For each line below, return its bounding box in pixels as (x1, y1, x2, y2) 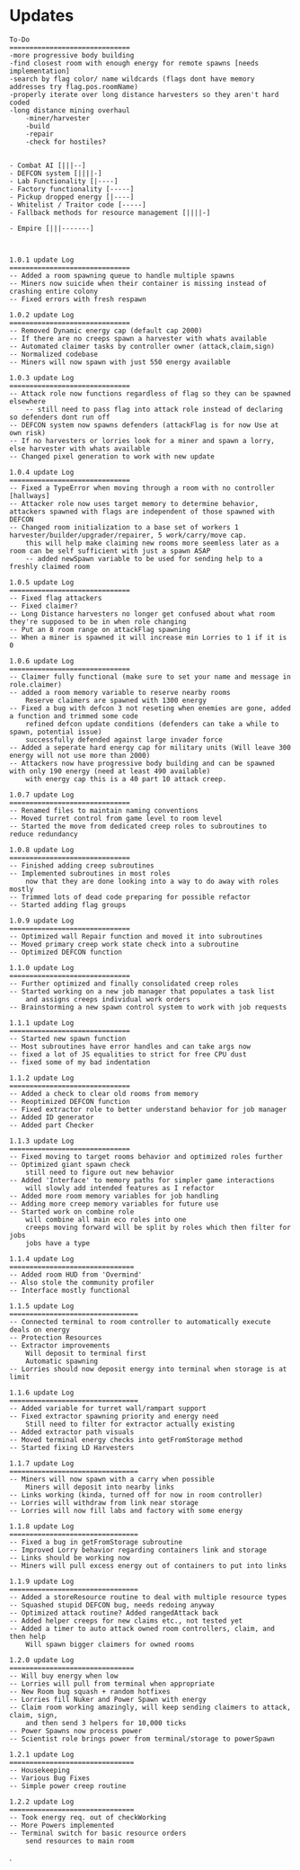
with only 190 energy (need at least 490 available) (9, 766, 211, 776)
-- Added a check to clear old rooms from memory (9, 1089, 199, 1098)
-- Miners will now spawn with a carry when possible (9, 1474, 216, 1483)
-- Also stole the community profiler (9, 1278, 154, 1287)
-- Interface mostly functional (9, 1286, 130, 1295)
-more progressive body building (9, 50, 135, 59)
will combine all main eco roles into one (25, 1215, 187, 1224)
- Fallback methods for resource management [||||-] (9, 208, 211, 217)
